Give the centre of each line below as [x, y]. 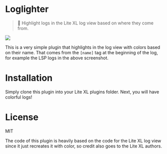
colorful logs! [19, 97]
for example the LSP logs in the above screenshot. [57, 58]
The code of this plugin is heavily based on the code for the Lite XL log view [83, 141]
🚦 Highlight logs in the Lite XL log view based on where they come [85, 23]
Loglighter [27, 9]
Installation [29, 78]
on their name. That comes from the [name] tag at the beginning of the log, [82, 52]
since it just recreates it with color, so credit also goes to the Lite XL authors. [83, 146]
